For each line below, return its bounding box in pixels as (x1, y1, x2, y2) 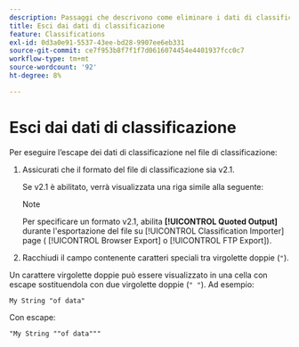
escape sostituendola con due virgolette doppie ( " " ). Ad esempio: (9, 278, 255, 290)
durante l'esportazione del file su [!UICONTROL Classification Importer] (21, 225, 285, 236)
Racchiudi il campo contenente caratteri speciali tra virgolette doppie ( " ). (21, 252, 289, 263)
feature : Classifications (9, 29, 105, 38)
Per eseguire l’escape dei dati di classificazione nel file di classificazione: (9, 146, 278, 157)
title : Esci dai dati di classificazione (9, 21, 166, 30)
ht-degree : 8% (9, 71, 62, 80)
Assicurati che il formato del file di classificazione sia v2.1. (21, 164, 236, 175)
